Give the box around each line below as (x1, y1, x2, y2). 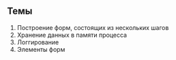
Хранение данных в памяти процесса (16, 31, 128, 39)
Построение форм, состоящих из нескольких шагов (16, 23, 169, 31)
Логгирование (16, 37, 59, 46)
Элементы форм (16, 45, 65, 53)
